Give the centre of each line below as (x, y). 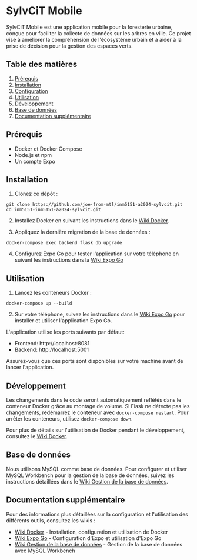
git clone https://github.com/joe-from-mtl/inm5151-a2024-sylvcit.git (94, 205)
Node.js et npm (33, 155)
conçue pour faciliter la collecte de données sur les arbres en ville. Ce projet (98, 33)
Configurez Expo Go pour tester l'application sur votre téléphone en (97, 254)
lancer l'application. (30, 367)
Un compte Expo (35, 161)
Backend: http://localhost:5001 (52, 350)
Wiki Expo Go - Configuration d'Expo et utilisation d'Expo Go (88, 538)
